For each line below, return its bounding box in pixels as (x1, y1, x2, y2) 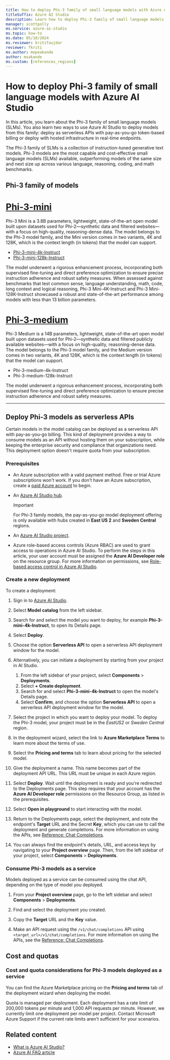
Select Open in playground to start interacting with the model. (13, 806, 143, 812)
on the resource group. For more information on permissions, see (13, 558, 149, 564)
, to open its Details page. (48, 622, 102, 628)
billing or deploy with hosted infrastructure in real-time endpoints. (6, 135, 142, 141)
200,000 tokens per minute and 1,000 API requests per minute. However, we (6, 1005, 164, 1011)
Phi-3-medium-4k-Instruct (13, 367, 69, 374)
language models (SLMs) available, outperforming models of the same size (6, 156, 162, 162)
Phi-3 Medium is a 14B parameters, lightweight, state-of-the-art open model (6, 331, 164, 337)
